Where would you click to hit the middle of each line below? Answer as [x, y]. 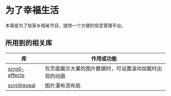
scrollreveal [22, 85]
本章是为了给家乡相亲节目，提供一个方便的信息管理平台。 [65, 25]
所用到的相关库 [29, 43]
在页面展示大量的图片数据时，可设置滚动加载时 [101, 68]
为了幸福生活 [32, 10]
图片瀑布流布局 [63, 85]
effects [16, 75]
